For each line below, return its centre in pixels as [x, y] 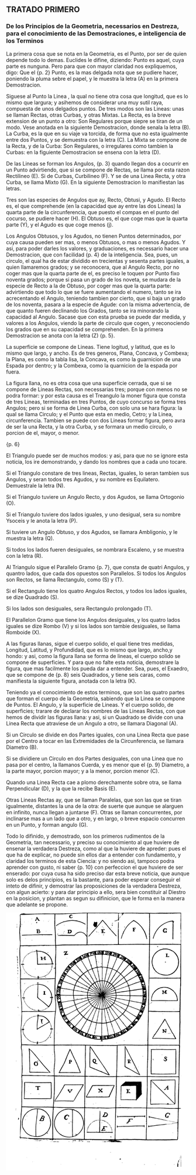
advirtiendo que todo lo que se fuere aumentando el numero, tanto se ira [94, 292]
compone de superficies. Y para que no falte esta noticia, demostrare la [93, 662]
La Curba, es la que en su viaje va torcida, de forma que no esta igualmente [97, 133]
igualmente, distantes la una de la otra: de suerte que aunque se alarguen [95, 806]
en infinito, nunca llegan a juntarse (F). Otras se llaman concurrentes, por [94, 812]
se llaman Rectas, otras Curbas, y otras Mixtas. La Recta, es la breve [89, 115]
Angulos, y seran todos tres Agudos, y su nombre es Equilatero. [83, 479]
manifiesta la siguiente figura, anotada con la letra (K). [71, 681]
